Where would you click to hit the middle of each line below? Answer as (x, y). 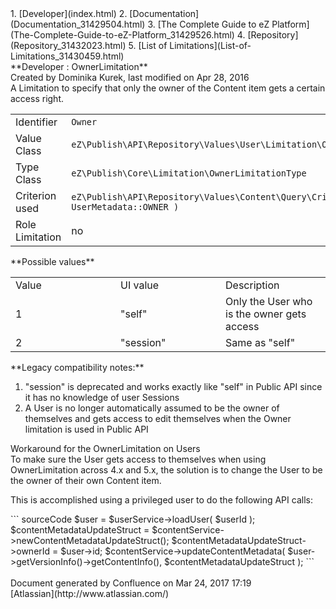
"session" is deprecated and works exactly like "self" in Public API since (173, 386)
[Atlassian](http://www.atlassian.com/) (90, 593)
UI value (140, 285)
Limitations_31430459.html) (67, 56)
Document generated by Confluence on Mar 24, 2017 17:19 (131, 583)
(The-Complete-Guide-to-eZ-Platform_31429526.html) (122, 35)
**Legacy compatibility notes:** (77, 367)
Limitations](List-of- (210, 45)
